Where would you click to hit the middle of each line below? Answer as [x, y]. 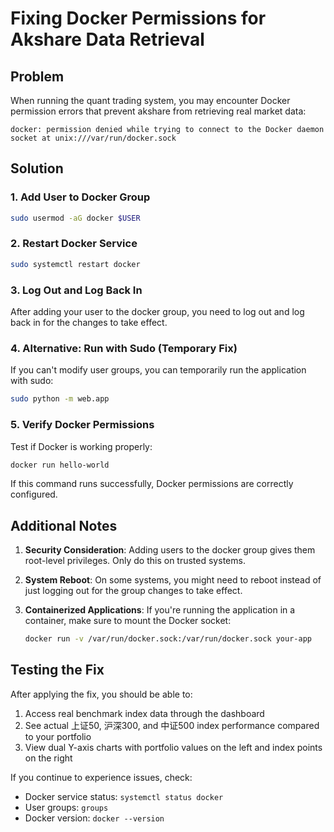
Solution [37, 168]
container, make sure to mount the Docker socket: [128, 621]
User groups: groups [66, 807]
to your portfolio [58, 736]
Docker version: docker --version [94, 818]
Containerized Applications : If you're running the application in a [160, 610]
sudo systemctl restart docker [75, 264]
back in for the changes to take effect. [89, 323]
